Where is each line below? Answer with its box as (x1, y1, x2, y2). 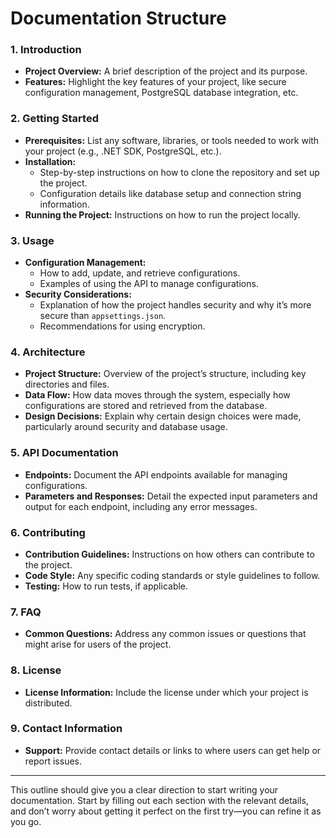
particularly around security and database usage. (24, 421, 228, 433)
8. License (10, 663, 62, 677)
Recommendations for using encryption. (39, 320, 206, 332)
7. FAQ (10, 605, 42, 619)
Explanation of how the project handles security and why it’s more (39, 299, 312, 311)
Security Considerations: (24, 288, 132, 301)
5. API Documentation (10, 446, 119, 460)
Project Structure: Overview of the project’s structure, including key (24, 368, 307, 380)
